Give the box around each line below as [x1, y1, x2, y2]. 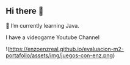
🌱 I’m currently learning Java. [5, 22, 80, 29]
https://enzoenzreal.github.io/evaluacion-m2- [9, 45, 125, 52]
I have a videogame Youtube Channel [5, 34, 100, 41]
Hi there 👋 [5, 6, 44, 16]
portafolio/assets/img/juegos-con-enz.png [5, 52, 114, 59]
